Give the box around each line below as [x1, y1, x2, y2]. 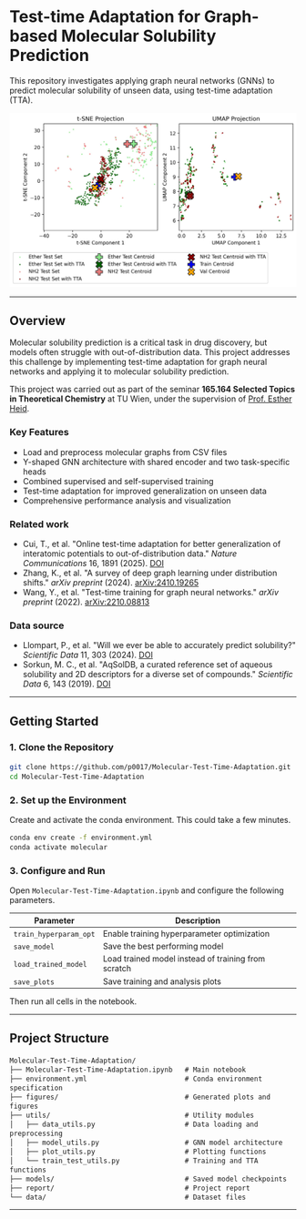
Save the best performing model [103, 940, 224, 952]
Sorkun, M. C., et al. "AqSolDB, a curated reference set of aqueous [22, 659, 273, 670]
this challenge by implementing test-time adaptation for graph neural [9, 357, 268, 368]
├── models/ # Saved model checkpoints [9, 1174, 287, 1183]
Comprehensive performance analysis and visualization [22, 494, 231, 506]
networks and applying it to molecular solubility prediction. [9, 366, 229, 377]
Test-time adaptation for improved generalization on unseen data [22, 485, 267, 496]
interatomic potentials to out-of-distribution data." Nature [22, 548, 238, 559]
